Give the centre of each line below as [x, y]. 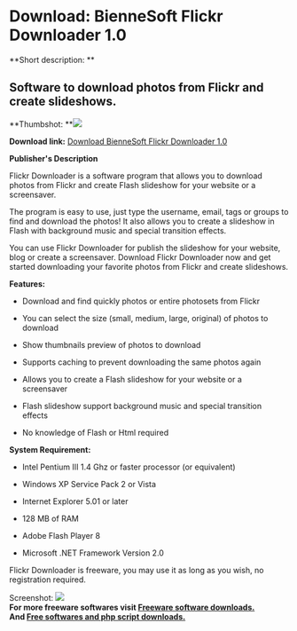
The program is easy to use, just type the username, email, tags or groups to [149, 211]
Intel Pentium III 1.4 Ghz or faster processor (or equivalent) [129, 467]
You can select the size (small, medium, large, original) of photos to [145, 318]
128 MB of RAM [51, 518]
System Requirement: [50, 449]
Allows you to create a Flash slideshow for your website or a [132, 379]
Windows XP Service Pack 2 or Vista [89, 484]
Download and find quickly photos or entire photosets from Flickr [141, 301]
